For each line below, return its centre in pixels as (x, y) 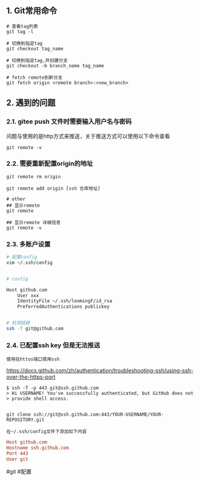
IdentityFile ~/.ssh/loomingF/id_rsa (65, 301)
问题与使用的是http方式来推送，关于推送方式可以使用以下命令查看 (88, 136)
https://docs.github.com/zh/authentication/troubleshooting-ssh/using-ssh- (100, 371)
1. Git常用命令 (32, 11)
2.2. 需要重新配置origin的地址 (50, 164)
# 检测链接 (18, 323)
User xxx (28, 296)
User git (17, 459)
